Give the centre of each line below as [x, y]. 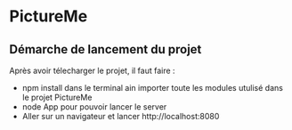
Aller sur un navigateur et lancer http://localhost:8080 [121, 116]
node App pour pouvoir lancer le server [94, 107]
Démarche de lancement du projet [105, 49]
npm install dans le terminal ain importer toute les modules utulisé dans [152, 88]
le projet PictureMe [57, 97]
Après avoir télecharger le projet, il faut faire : [92, 70]
